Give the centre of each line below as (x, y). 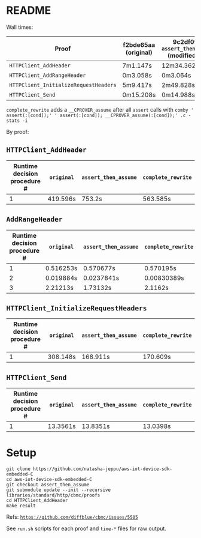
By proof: (18, 131)
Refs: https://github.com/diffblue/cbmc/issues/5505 (72, 517)
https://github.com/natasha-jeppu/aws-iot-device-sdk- (102, 469)
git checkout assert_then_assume (48, 485)
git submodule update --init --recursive (59, 490)
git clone (19, 469)
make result (21, 506)
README (29, 11)
